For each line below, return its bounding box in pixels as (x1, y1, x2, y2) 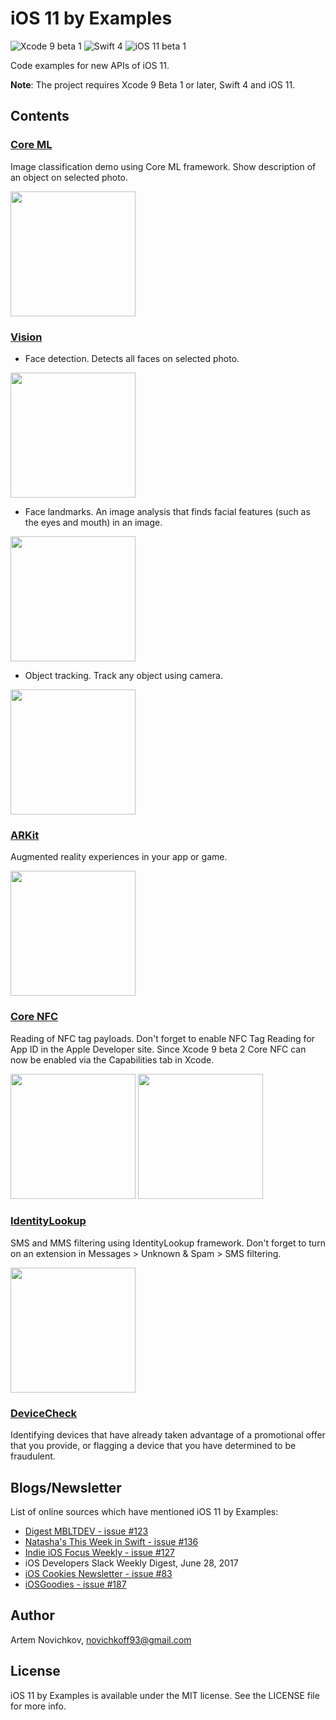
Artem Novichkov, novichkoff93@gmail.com (10, 1633, 192, 1646)
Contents (10, 108, 70, 125)
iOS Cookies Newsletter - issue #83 (24, 1567, 173, 1579)
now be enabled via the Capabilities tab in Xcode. (10, 1053, 215, 1066)
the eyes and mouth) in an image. (24, 516, 163, 528)
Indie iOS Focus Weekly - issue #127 (24, 1546, 175, 1558)
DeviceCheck (10, 1406, 78, 1420)
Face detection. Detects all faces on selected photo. (24, 352, 240, 364)
